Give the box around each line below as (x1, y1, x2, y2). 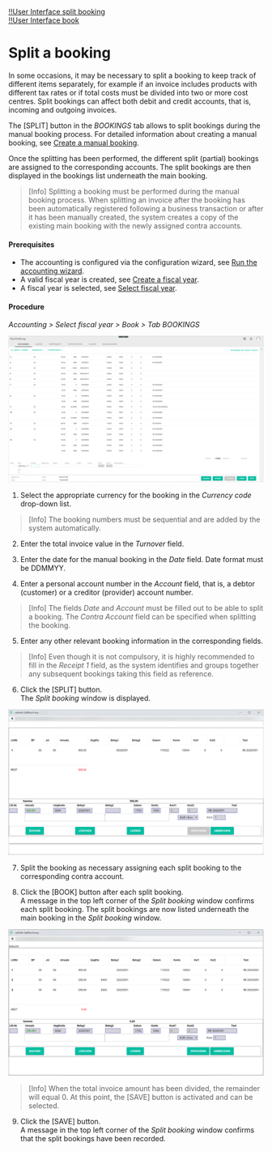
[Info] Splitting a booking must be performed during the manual (28, 186, 240, 196)
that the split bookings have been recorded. (19, 1134, 166, 1144)
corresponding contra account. (19, 871, 124, 881)
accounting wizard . (19, 266, 85, 276)
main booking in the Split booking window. (19, 913, 162, 923)
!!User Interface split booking (8, 7, 105, 16)
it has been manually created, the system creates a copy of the (28, 212, 239, 222)
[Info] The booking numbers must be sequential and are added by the (28, 514, 261, 524)
